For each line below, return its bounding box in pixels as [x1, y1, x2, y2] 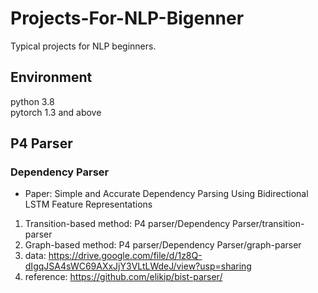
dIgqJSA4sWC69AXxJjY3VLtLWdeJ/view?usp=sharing [24, 260, 252, 272]
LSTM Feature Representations [24, 198, 153, 211]
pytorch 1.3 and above [10, 106, 102, 118]
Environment [10, 69, 93, 86]
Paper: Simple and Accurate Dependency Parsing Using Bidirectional [24, 188, 309, 200]
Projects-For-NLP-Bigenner [10, 7, 245, 30]
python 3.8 [10, 95, 55, 107]
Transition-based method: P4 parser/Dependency [24, 218, 231, 230]
